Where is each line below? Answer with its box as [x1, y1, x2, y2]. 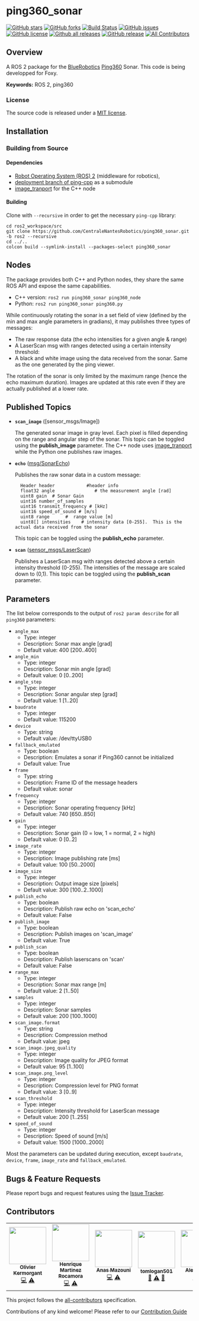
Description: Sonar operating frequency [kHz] [23, 804, 136, 811]
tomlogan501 [140, 1268, 173, 1275]
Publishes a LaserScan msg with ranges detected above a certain [14, 558, 175, 565]
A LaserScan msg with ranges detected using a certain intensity [14, 342, 171, 349]
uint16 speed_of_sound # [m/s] [20, 509, 98, 515]
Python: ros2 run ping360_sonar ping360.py [14, 300, 123, 307]
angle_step [14, 679, 42, 685]
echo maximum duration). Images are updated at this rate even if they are [6, 378, 185, 385]
